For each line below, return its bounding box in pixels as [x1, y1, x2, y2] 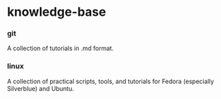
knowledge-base [7, 4, 106, 20]
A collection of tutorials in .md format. [7, 44, 114, 52]
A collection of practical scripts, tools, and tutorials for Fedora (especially [7, 77, 214, 85]
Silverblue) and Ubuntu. [7, 84, 74, 93]
